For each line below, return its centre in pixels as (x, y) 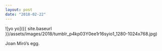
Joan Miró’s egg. (22, 43)
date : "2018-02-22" (26, 14)
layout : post (19, 10)
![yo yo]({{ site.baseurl (28, 28)
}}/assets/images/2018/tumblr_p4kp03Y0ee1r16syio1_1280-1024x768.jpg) (81, 34)
